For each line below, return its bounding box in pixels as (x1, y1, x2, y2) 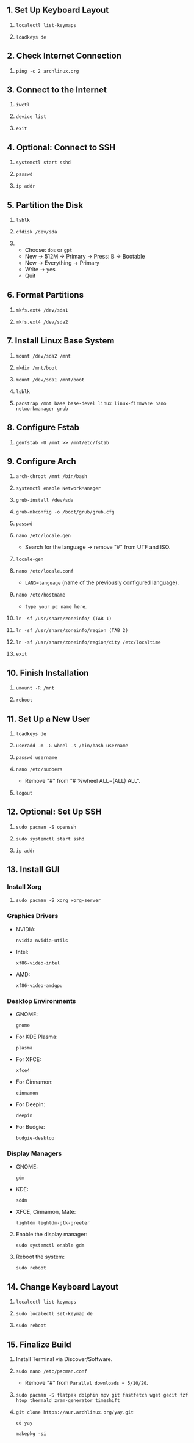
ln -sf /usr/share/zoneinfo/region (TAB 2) (15, 628, 129, 634)
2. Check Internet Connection (7, 51, 121, 61)
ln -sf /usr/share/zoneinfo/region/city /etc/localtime (15, 639, 161, 645)
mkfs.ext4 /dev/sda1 (15, 307, 68, 314)
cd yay (15, 1420, 33, 1426)
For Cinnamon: (15, 1078, 54, 1085)
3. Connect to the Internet (7, 85, 107, 95)
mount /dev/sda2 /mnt (15, 353, 71, 359)
